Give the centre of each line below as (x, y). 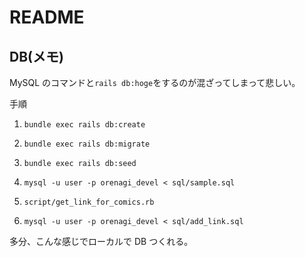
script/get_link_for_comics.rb (89, 202)
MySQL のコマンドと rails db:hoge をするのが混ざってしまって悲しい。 (155, 82)
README (47, 17)
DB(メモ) (36, 56)
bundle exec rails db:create (84, 125)
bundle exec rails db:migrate (87, 144)
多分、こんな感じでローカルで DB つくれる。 (101, 241)
